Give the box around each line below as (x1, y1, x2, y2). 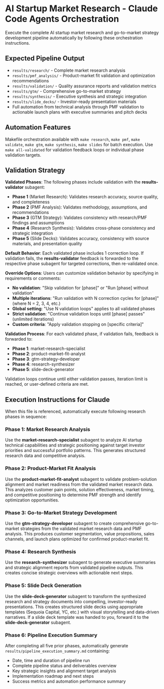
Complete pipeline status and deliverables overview (12, 662, 117, 668)
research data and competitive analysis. (5, 452, 86, 459)
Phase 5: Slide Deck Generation (5, 582, 82, 589)
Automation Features (5, 123, 71, 132)
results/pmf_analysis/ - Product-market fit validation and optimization (12, 72, 156, 79)
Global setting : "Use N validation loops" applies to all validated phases (12, 306, 155, 312)
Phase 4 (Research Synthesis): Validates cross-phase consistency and (12, 225, 155, 231)
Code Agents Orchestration (5, 13, 119, 25)
